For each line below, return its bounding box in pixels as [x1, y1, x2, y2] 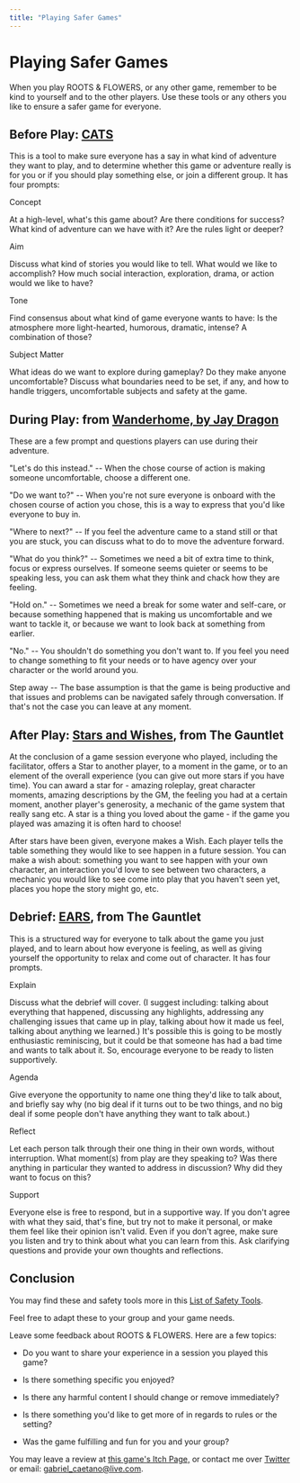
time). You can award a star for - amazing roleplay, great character [9, 780, 256, 790]
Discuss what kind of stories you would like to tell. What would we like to [9, 258, 278, 270]
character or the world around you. [9, 665, 139, 676]
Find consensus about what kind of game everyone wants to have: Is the [9, 312, 278, 324]
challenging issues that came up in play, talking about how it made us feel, [9, 1016, 285, 1027]
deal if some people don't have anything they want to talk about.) [9, 1108, 251, 1119]
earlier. [9, 628, 36, 639]
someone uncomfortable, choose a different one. [9, 472, 191, 483]
